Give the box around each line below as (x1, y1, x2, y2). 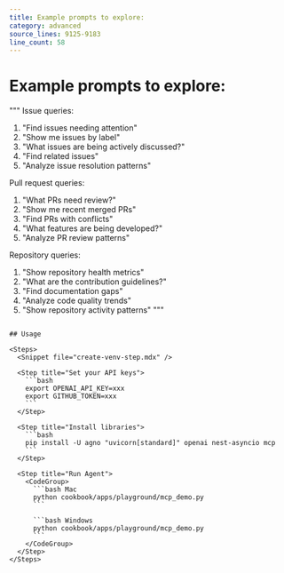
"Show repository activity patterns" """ (21, 305, 164, 315)
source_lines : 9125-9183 (9, 29, 101, 38)
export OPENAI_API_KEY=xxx (25, 384, 125, 394)
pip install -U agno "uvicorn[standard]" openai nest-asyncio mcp (25, 439, 276, 448)
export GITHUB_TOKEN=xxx (25, 392, 117, 401)
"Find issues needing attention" (21, 123, 138, 133)
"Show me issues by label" (21, 132, 121, 143)
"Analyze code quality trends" (21, 295, 131, 306)
